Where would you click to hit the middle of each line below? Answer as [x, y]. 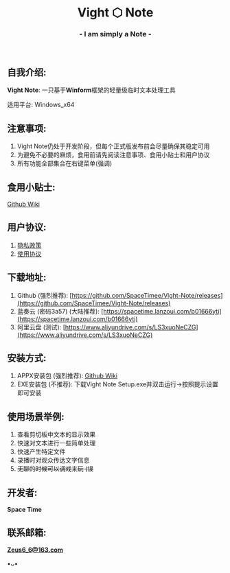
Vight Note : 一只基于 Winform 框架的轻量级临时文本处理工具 [92, 90]
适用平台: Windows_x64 [41, 105]
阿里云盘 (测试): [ [41, 327]
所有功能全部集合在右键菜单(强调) [65, 163]
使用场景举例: [36, 417]
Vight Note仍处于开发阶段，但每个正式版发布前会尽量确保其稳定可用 [113, 146]
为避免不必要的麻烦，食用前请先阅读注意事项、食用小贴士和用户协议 [113, 155]
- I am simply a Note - [115, 34]
